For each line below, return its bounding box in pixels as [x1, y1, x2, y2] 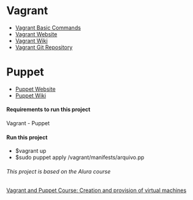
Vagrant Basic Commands [15, 24, 81, 31]
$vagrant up [15, 147, 47, 155]
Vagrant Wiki [15, 37, 48, 44]
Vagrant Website [15, 30, 58, 37]
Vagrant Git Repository [15, 44, 73, 51]
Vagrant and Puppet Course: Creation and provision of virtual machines [6, 187, 187, 194]
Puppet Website [15, 85, 56, 93]
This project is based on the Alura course [6, 167, 111, 175]
